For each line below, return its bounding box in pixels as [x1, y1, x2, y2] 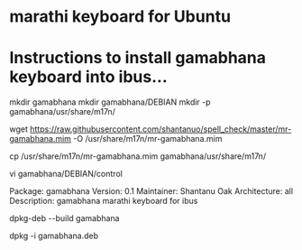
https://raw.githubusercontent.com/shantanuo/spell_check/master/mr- [30, 124, 292, 134]
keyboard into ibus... [9, 67, 169, 88]
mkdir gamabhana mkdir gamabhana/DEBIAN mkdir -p [9, 97, 211, 107]
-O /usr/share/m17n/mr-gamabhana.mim [73, 134, 223, 144]
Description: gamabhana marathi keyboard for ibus [9, 196, 198, 207]
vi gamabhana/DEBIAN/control [9, 169, 124, 180]
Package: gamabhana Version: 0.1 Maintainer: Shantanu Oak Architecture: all [9, 186, 294, 197]
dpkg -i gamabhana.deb [9, 230, 99, 241]
